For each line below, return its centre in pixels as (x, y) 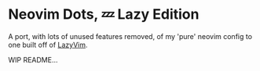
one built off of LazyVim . (48, 44)
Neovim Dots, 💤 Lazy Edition (104, 14)
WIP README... (33, 59)
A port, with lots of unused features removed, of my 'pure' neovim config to (130, 36)
